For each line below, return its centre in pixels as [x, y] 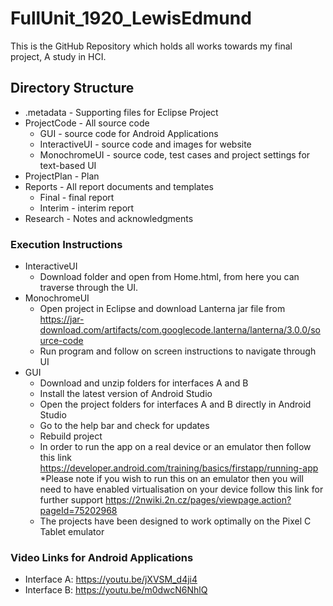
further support [71, 500]
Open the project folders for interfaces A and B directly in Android [175, 404]
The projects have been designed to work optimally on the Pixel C [175, 521]
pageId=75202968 [78, 511]
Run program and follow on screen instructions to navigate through [178, 351]
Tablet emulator [72, 532]
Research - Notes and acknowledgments [109, 218]
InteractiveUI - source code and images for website [145, 144]
